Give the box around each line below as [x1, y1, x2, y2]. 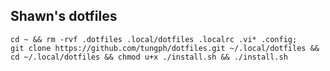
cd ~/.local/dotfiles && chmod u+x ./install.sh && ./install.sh [10, 52, 288, 62]
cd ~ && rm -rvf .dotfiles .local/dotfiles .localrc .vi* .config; [10, 34, 298, 44]
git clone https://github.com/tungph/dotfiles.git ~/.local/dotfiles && [10, 43, 320, 53]
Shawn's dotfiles [10, 8, 118, 25]
